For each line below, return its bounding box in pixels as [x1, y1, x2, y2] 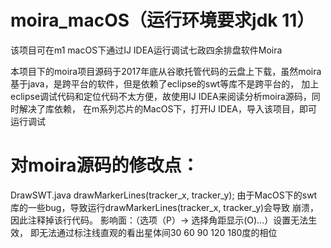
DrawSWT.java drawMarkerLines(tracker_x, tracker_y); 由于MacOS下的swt [10, 189, 318, 201]
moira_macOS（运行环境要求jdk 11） [10, 9, 315, 32]
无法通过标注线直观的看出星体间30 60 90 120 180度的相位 [38, 226, 278, 238]
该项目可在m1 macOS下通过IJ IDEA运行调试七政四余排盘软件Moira [10, 44, 283, 56]
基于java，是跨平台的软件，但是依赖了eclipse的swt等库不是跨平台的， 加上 [10, 77, 320, 90]
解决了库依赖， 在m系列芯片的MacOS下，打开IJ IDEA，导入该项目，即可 [18, 102, 318, 115]
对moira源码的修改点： [10, 154, 200, 177]
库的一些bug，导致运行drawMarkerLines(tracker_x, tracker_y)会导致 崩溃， [10, 201, 320, 213]
